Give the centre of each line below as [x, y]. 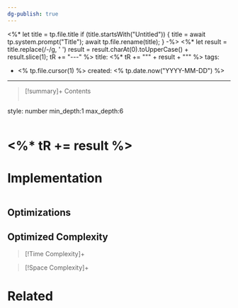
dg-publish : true [33, 14]
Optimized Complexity [58, 237]
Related [30, 296]
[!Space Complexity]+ [57, 268]
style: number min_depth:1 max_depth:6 [66, 111]
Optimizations [39, 213]
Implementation [55, 178]
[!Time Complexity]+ [55, 253]
